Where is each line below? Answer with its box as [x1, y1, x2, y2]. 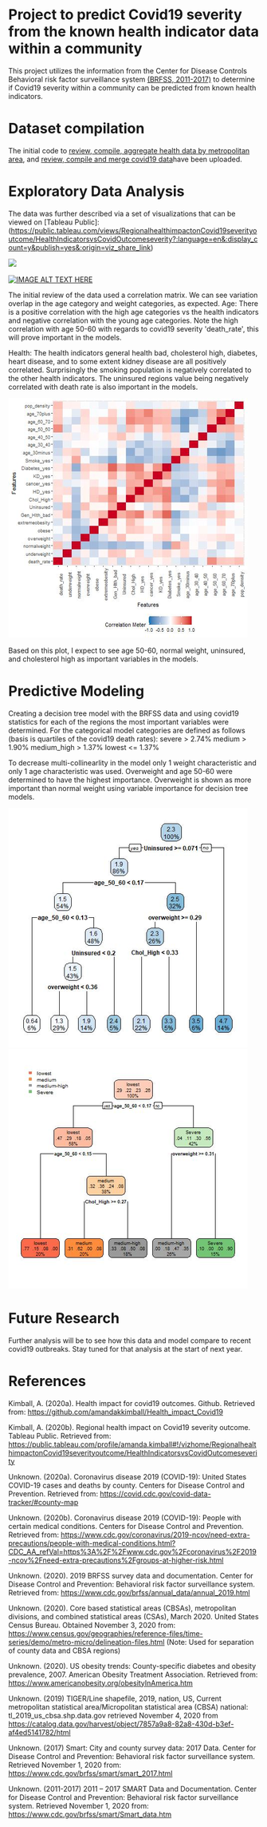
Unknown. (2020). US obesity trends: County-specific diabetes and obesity [8, 1661, 257, 1670]
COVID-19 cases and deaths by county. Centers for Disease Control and [8, 1480, 245, 1490]
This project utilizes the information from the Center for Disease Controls [8, 66, 247, 75]
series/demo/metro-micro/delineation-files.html [8, 1637, 165, 1646]
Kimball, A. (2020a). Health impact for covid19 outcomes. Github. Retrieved [8, 1398, 255, 1408]
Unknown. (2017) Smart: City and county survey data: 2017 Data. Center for [8, 1743, 257, 1753]
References [8, 1372, 86, 1390]
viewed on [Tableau [8, 217, 73, 227]
